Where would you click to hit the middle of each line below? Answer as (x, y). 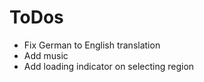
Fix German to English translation (92, 45)
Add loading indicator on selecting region (109, 66)
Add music (46, 55)
